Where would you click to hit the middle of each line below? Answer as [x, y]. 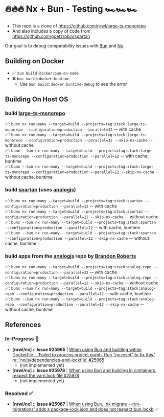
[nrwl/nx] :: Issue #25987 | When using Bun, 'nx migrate [70, 404]
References [23, 325]
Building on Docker [35, 61]
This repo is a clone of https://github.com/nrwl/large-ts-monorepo [79, 26]
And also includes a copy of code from [51, 31]
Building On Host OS [37, 100]
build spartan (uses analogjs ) [41, 190]
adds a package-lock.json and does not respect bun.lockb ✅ [97, 409]
